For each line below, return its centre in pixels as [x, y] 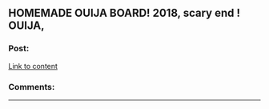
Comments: [32, 87]
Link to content [33, 66]
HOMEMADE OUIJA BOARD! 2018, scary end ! [124, 13]
